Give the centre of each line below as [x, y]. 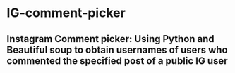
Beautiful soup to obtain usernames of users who [117, 49]
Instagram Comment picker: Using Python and [110, 39]
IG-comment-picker [66, 13]
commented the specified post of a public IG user [117, 61]
